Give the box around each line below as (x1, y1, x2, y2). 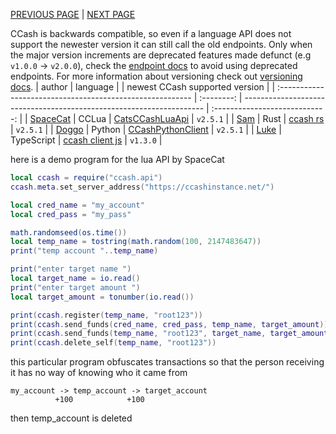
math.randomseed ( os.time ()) (10, 227, 128, 238)
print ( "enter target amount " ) (10, 282, 141, 293)
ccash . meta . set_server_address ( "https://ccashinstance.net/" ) (10, 182, 275, 192)
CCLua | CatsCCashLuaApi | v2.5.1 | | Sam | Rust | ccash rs (78, 113, 325, 124)
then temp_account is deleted (10, 412, 133, 424)
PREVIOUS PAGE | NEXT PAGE (10, 9, 136, 20)
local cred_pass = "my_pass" (10, 209, 132, 219)
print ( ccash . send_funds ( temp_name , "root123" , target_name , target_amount (10, 329, 329, 339)
